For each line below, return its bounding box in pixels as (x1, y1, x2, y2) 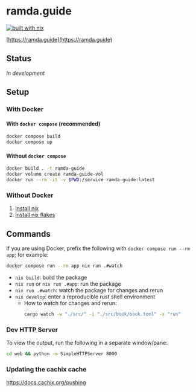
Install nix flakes (14, 211, 55, 219)
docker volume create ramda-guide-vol (6, 171, 104, 178)
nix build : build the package (14, 274, 87, 281)
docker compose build (6, 133, 61, 140)
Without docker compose (6, 152, 66, 159)
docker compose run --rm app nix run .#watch (6, 263, 122, 269)
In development (6, 69, 45, 77)
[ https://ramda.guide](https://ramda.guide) (6, 36, 113, 43)
